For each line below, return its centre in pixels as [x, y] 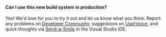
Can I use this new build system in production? [56, 7]
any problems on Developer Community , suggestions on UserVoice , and [82, 24]
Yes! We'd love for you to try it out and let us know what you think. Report [83, 18]
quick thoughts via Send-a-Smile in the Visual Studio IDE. [66, 29]
